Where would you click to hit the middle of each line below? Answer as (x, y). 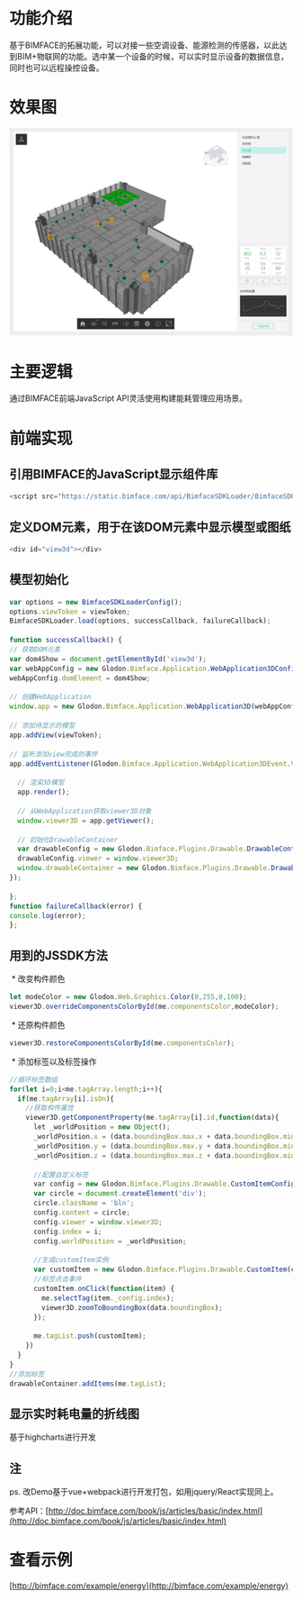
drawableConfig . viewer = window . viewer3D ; (98, 859)
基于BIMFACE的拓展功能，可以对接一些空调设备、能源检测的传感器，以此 (145, 45)
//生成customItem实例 (71, 1260)
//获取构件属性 (50, 1108)
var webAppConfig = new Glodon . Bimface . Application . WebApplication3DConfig (154, 668)
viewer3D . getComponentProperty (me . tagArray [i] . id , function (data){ (152, 1118)
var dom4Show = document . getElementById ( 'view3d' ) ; (108, 659)
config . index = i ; (67, 1232)
